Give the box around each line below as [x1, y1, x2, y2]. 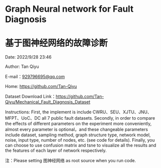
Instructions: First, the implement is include [5, 109, 92, 115]
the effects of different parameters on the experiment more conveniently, [5, 121, 152, 126]
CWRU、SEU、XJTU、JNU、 [92, 109, 152, 115]
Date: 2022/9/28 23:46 [5, 54, 52, 60]
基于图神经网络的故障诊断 [5, 38, 108, 49]
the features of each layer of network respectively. [5, 147, 107, 153]
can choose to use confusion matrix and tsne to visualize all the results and [5, 143, 157, 148]
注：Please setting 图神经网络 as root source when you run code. [5, 158, 136, 164]
